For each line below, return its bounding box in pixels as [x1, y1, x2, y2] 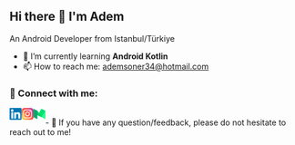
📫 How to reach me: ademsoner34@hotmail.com [22, 61, 209, 72]
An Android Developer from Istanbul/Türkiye [9, 33, 176, 43]
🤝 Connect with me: [9, 87, 98, 100]
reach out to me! [9, 127, 71, 138]
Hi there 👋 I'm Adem [9, 9, 125, 24]
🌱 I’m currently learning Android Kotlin [22, 51, 168, 62]
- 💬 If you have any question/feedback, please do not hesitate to [45, 117, 287, 128]
